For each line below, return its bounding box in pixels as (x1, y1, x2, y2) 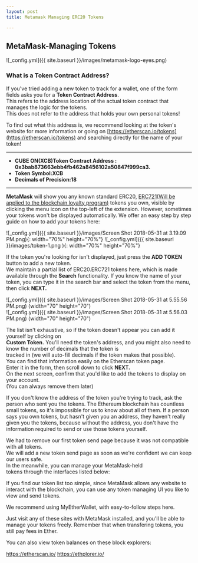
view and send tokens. (6, 492, 61, 499)
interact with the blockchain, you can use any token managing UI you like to (6, 486, 190, 493)
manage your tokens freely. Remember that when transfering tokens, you (6, 521, 184, 528)
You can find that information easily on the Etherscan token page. (6, 357, 165, 364)
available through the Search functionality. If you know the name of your (6, 272, 182, 279)
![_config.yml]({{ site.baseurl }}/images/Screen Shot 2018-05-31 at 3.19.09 (6, 229, 187, 236)
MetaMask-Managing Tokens (6, 41, 116, 51)
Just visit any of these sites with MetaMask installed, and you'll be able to (6, 515, 184, 522)
